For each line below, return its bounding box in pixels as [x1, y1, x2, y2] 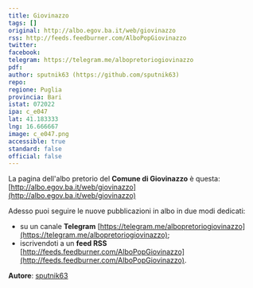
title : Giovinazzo [8, 11, 69, 20]
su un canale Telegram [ [19, 222, 101, 232]
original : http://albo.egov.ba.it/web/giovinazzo [8, 26, 177, 34]
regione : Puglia [8, 85, 62, 94]
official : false [8, 152, 62, 160]
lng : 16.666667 [8, 123, 59, 130]
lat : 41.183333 [8, 115, 59, 123]
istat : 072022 [8, 100, 56, 108]
